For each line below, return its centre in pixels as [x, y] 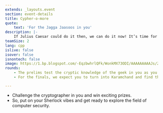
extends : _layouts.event [30, 9]
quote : [12, 23]
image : [12, 64]
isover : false [19, 55]
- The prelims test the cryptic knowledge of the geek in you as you [86, 73]
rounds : [13, 68]
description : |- [21, 32]
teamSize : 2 [17, 41]
